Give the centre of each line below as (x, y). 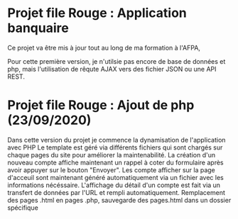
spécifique (23, 208)
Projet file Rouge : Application (97, 13)
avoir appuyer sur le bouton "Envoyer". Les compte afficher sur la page (111, 170)
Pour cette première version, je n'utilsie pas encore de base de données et (117, 61)
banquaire (38, 28)
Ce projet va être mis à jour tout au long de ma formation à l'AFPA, (104, 47)
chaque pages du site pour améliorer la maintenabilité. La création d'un (112, 155)
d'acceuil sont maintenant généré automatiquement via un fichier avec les (115, 177)
